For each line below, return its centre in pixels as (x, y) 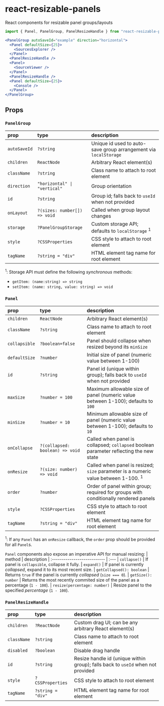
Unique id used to (111, 143)
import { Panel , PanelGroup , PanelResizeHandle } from (62, 31)
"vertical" (50, 188)
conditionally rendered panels (121, 499)
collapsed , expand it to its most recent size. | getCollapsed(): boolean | (77, 570)
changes (101, 216)
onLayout (18, 213)
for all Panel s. (19, 545)
